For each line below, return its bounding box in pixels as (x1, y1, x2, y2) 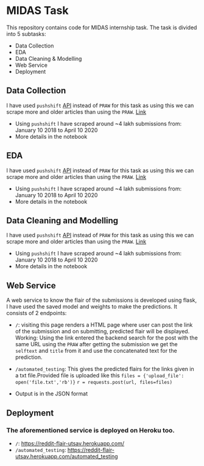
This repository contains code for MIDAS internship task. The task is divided (6, 24, 197, 31)
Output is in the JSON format (15, 390, 88, 397)
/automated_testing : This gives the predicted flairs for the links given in (15, 366, 194, 373)
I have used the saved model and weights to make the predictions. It (6, 303, 178, 310)
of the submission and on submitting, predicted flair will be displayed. (15, 328, 190, 335)
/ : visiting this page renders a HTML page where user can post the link (15, 321, 193, 329)
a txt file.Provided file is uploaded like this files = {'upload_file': (15, 372, 185, 379)
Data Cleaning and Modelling (6, 215, 119, 226)
